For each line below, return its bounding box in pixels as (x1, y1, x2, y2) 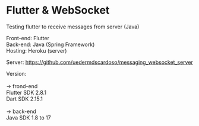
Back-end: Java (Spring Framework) (6, 41, 95, 48)
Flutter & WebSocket (6, 4, 110, 17)
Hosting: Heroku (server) (6, 47, 67, 54)
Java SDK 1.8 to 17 (6, 114, 52, 121)
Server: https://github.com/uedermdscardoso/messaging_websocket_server (6, 59, 193, 66)
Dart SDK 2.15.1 (6, 95, 43, 102)
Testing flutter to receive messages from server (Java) (6, 23, 140, 30)
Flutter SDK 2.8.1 (6, 89, 46, 96)
